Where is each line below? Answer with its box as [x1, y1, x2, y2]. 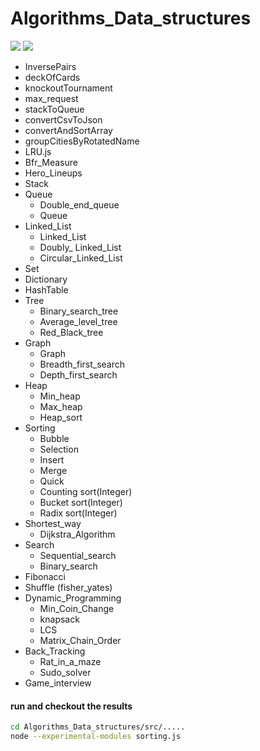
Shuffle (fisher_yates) [24, 581, 113, 593]
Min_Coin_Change [39, 602, 115, 614]
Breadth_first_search [39, 358, 126, 370]
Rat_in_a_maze [39, 655, 102, 667]
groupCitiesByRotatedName [24, 135, 140, 147]
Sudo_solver [39, 666, 92, 678]
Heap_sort [39, 411, 83, 423]
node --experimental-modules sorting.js [10, 732, 182, 742]
